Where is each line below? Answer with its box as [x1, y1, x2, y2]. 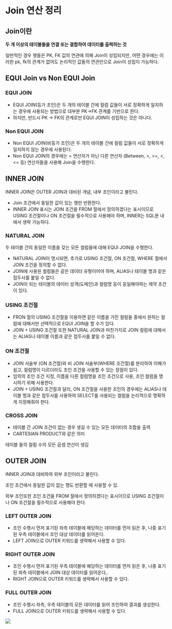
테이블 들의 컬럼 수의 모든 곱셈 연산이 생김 [5, 441, 89, 448]
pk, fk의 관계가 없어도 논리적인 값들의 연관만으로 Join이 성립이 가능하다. [14, 59, 159, 65]
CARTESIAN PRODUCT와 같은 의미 [12, 430, 85, 437]
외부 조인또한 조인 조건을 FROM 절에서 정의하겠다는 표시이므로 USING [5, 493, 146, 499]
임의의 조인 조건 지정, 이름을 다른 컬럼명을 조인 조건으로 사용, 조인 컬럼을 [12, 373, 158, 379]
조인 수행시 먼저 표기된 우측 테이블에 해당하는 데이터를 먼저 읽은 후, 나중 [12, 563, 157, 569]
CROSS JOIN [5, 412, 37, 419]
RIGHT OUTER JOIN [5, 551, 55, 558]
